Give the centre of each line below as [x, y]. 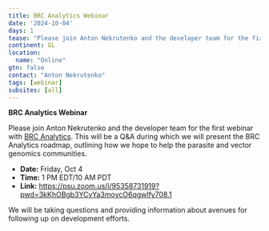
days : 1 [21, 30]
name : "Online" [41, 61]
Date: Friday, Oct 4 [51, 169]
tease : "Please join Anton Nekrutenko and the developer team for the [128, 38]
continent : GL [32, 46]
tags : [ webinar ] [35, 82]
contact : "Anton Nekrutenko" [57, 75]
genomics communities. [48, 153]
